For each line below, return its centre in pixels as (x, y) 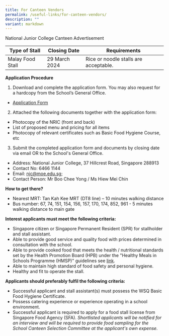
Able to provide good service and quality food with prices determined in (87, 239)
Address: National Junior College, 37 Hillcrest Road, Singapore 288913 (86, 163)
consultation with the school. (43, 245)
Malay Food (22, 59)
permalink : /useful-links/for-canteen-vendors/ (56, 15)
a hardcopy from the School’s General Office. (59, 93)
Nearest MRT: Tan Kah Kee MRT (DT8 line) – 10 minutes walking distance (88, 199)
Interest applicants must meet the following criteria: (61, 219)
